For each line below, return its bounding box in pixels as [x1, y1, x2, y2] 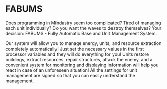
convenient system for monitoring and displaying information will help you [5, 62, 159, 68]
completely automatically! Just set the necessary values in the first [5, 46, 144, 52]
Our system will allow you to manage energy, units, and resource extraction [5, 40, 162, 46]
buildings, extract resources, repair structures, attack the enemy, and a [5, 56, 153, 62]
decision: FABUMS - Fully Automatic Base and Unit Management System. [5, 30, 157, 36]
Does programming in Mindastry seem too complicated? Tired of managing [5, 20, 161, 26]
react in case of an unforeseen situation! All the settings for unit [5, 67, 137, 73]
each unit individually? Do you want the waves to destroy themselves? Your [5, 25, 162, 31]
